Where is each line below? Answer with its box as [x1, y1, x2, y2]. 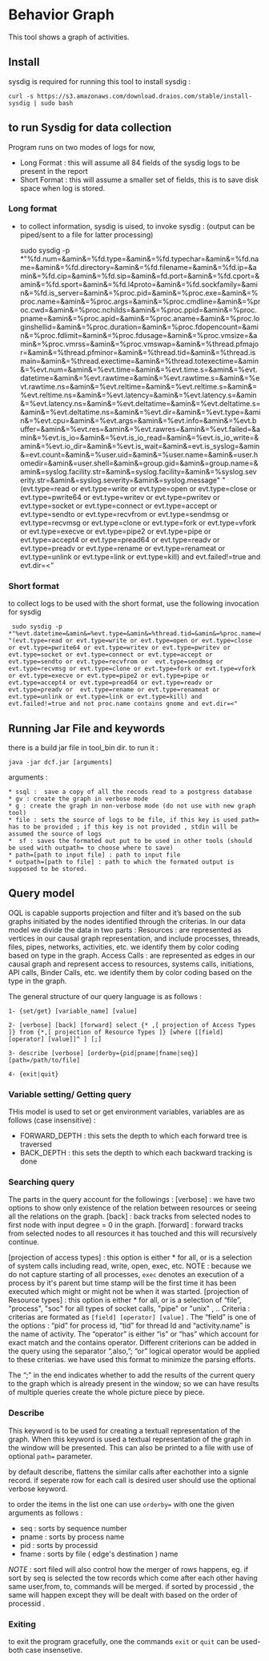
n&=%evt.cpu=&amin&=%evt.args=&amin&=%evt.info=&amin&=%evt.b [19, 415, 257, 425]
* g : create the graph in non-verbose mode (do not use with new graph [8, 801, 256, 810]
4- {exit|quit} [8, 1070, 59, 1078]
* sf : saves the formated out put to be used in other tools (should [8, 837, 252, 845]
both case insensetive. [8, 1645, 83, 1655]
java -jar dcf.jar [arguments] [8, 758, 113, 766]
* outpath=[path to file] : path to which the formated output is [8, 857, 235, 866]
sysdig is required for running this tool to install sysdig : [8, 76, 191, 86]
